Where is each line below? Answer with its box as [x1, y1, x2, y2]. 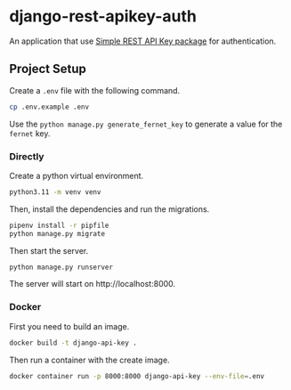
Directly [9, 150, 44, 162]
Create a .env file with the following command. [9, 85, 181, 95]
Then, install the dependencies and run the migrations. [9, 203, 210, 215]
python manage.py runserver [9, 263, 114, 272]
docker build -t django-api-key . [9, 338, 138, 347]
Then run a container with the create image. [9, 354, 171, 365]
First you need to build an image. [9, 321, 130, 331]
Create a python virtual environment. [9, 170, 144, 181]
